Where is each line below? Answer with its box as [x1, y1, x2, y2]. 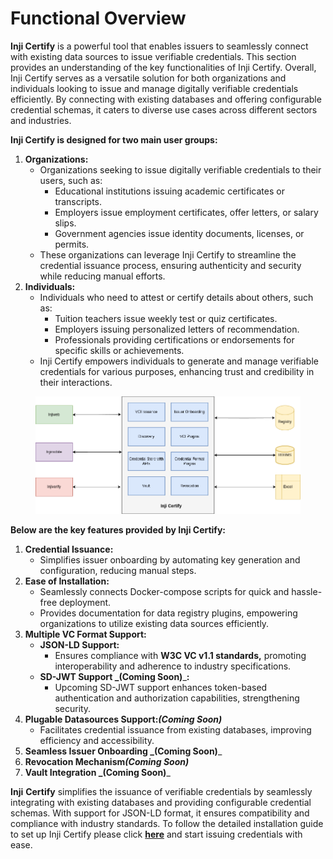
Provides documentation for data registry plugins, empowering [39, 607, 298, 619]
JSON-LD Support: [39, 638, 120, 651]
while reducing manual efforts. [39, 270, 166, 282]
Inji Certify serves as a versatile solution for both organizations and [10, 72, 287, 84]
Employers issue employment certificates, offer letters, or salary [54, 206, 319, 218]
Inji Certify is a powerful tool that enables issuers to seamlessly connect [10, 40, 309, 52]
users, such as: [39, 174, 103, 186]
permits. [54, 238, 90, 250]
